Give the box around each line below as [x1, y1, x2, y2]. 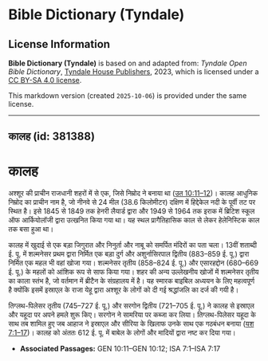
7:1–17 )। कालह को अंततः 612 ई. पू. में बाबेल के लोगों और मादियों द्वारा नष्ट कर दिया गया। [8, 328, 237, 338]
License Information [8, 37, 110, 51]
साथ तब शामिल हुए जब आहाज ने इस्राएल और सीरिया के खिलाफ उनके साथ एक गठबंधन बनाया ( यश [8, 319, 254, 328]
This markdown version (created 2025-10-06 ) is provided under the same [8, 91, 247, 100]
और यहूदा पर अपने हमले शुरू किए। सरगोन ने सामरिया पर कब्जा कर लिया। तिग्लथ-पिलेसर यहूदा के [8, 310, 257, 320]
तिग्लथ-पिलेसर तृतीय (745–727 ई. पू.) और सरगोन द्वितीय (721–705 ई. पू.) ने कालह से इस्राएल [8, 301, 255, 311]
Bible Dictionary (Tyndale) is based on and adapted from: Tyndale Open [8, 58, 247, 68]
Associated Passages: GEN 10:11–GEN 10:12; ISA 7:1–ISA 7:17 [19, 344, 221, 354]
